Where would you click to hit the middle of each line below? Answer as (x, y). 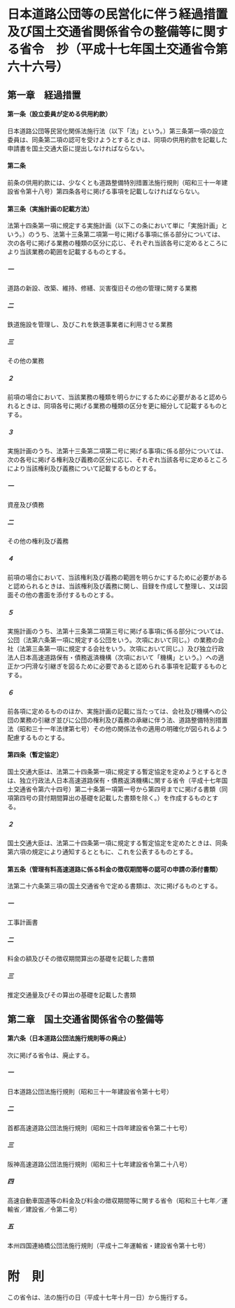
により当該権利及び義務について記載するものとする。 (84, 468)
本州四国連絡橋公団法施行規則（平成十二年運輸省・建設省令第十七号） (108, 1245)
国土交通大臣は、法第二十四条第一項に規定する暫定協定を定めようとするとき (117, 772)
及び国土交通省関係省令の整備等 (99, 32)
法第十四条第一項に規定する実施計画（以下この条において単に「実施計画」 (114, 225)
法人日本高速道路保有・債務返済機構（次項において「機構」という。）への (113, 657)
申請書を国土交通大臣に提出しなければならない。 (78, 148)
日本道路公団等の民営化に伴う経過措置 (118, 14)
